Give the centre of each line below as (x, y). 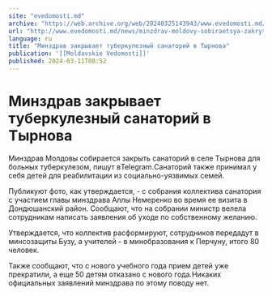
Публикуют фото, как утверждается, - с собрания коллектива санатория (135, 191)
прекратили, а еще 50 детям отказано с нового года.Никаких (115, 274)
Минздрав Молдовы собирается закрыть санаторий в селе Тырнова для (134, 158)
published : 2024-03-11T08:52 (57, 62)
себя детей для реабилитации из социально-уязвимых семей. (117, 175)
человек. (24, 250)
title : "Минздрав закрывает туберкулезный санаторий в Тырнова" (119, 46)
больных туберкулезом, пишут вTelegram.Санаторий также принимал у (133, 166)
